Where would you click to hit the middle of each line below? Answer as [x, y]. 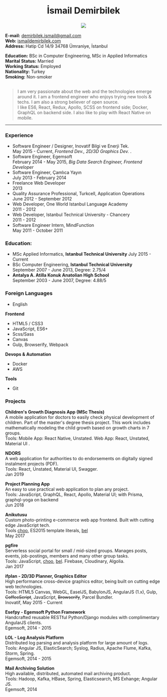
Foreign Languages [29, 293]
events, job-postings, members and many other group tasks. [67, 556]
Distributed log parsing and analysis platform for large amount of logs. [77, 643]
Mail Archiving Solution [30, 668]
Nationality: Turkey [25, 71]
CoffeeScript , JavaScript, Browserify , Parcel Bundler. [59, 597]
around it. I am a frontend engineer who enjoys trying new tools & [84, 96]
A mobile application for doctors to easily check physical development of [80, 418]
